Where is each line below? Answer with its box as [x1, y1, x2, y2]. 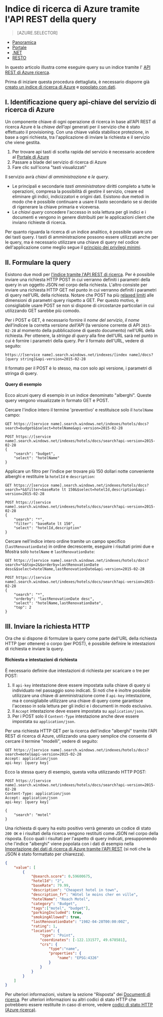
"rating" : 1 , [31, 924, 57, 929]
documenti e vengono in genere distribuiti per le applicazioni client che [12, 214, 155, 220]
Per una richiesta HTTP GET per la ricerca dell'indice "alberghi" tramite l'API [5, 728, 157, 734]
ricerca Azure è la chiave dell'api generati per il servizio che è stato [5, 124, 140, 129]
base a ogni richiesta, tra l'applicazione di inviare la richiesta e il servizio [5, 134, 150, 140]
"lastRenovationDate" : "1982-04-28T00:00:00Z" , [31, 919, 130, 925]
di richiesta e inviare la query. [5, 646, 64, 651]
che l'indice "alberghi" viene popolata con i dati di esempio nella [5, 841, 134, 847]
